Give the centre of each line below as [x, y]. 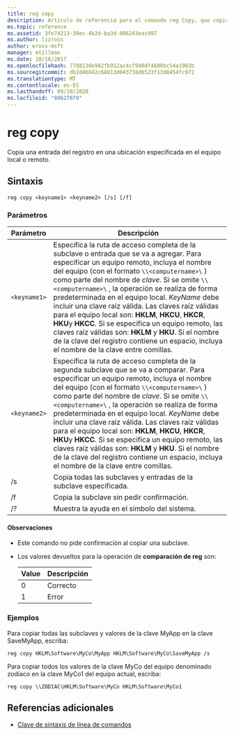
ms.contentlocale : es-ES [43, 85]
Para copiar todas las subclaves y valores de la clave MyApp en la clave [110, 633]
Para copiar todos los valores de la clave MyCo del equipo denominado [109, 666]
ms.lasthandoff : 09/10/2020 [48, 92]
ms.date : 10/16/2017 [37, 59]
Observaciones [30, 527]
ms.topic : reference [37, 27]
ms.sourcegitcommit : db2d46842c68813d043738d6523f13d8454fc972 [101, 72]
